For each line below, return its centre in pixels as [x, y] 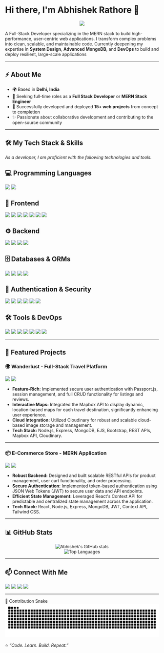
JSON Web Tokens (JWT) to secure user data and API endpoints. [78, 491]
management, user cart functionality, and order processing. [72, 481]
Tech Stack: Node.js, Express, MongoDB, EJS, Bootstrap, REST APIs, [82, 431]
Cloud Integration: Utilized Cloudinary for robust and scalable [74, 420]
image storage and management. [59, 425]
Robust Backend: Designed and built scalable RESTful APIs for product [84, 475]
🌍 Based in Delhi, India [36, 89]
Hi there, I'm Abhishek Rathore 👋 [72, 10]
